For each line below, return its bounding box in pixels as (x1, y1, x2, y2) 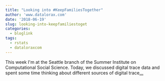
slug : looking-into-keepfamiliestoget (5, 21, 87, 27)
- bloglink (10, 31, 33, 36)
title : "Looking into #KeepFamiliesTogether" (5, 7, 103, 13)
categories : (5, 26, 30, 31)
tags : (5, 36, 17, 41)
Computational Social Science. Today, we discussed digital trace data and (5, 64, 160, 70)
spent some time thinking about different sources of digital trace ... (5, 69, 144, 76)
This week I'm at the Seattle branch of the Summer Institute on (5, 59, 136, 65)
